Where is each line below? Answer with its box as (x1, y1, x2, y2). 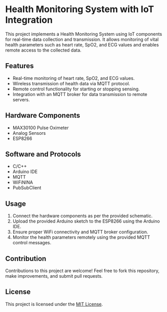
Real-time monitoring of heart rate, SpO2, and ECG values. (12, 75, 135, 81)
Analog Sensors (12, 130, 46, 136)
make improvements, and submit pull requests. (5, 273, 103, 279)
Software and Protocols (5, 150, 81, 159)
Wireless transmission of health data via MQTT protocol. (12, 80, 131, 86)
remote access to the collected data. (5, 47, 82, 53)
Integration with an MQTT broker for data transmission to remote (12, 91, 148, 97)
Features (5, 62, 34, 70)
